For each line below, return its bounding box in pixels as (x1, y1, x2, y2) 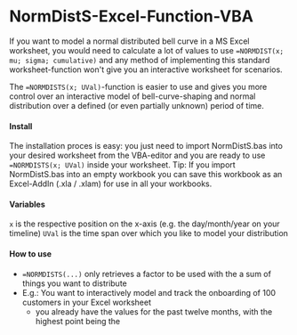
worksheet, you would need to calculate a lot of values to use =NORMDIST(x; (9, 45, 285, 55)
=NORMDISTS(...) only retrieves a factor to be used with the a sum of (21, 268, 271, 279)
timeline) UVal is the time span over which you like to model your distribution (9, 228, 289, 239)
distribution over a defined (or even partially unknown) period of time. (9, 100, 265, 110)
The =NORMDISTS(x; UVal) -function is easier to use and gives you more (9, 81, 268, 92)
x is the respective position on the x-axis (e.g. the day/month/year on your (9, 218, 280, 229)
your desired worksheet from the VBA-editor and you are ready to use (9, 150, 266, 161)
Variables (9, 199, 46, 209)
